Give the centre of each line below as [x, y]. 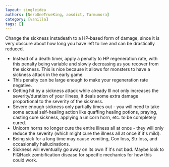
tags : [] [14, 24]
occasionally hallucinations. [41, 144]
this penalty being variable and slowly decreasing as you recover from [86, 64]
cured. [19, 123]
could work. [25, 160]
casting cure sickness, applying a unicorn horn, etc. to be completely [84, 117]
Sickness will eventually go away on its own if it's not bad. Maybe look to [88, 149]
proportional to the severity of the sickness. [58, 102]
